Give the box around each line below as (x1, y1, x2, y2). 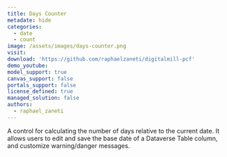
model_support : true (7, 68, 68, 75)
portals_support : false (7, 82, 77, 89)
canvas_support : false (7, 75, 73, 82)
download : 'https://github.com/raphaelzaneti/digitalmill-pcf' (7, 56, 196, 63)
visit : (7, 50, 27, 57)
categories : (7, 23, 42, 30)
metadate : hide (7, 17, 52, 24)
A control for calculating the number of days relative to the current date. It (7, 126, 220, 135)
